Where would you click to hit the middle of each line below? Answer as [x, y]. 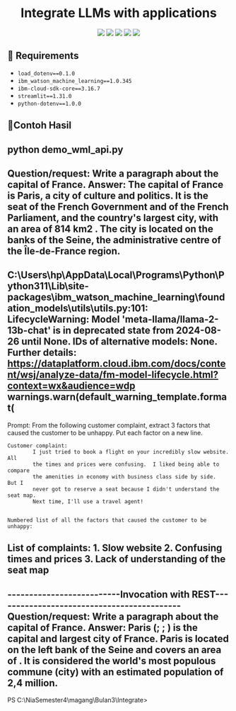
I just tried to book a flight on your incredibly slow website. [131, 452]
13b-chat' [29, 331]
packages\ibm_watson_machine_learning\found [116, 297]
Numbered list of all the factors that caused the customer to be [107, 520]
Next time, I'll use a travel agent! [88, 501]
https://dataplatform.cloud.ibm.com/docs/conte [117, 364]
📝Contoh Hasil [40, 125]
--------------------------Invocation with [99, 594]
